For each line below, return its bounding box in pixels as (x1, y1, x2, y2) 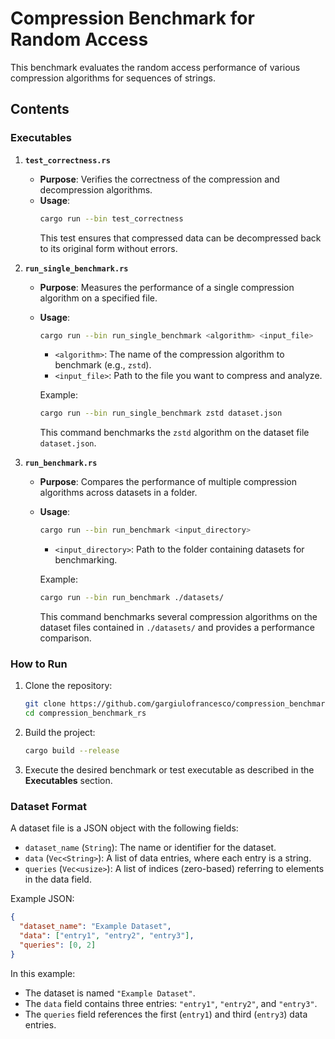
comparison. (39, 632, 92, 644)
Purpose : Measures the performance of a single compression (39, 281, 295, 293)
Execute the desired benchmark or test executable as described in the (24, 763, 315, 776)
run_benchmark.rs (24, 458, 98, 469)
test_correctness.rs (24, 155, 111, 166)
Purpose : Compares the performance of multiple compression (39, 476, 298, 488)
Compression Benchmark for (10, 7, 255, 30)
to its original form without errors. (39, 242, 178, 254)
